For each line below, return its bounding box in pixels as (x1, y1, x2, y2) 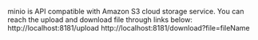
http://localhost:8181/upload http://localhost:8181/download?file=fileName (7, 24, 250, 32)
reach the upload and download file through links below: (7, 15, 193, 24)
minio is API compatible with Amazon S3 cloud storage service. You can (7, 7, 244, 16)
